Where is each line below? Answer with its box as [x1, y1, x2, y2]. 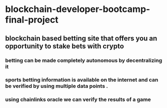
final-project [5, 14, 58, 25]
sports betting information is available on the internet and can [5, 76, 158, 83]
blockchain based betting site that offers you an [5, 34, 157, 42]
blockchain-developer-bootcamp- [5, 3, 150, 15]
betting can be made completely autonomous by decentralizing [5, 56, 162, 63]
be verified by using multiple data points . [5, 82, 108, 89]
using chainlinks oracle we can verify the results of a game [5, 96, 151, 103]
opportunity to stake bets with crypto [5, 41, 124, 50]
